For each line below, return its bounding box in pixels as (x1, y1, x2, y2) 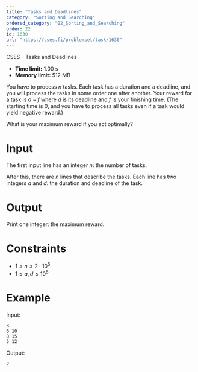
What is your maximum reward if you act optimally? (6, 121, 134, 127)
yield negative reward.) (6, 109, 63, 116)
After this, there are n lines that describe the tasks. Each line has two (6, 173, 176, 180)
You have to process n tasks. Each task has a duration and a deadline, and (6, 83, 191, 90)
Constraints (6, 242, 67, 256)
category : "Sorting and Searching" (6, 14, 96, 20)
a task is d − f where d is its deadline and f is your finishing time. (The (6, 96, 179, 103)
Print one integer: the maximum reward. (6, 221, 105, 228)
